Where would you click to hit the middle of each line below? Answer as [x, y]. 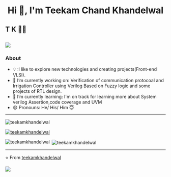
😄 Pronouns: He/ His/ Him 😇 [43, 108]
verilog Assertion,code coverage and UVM [57, 102]
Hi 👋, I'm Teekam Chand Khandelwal [85, 10]
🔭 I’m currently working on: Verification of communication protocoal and [88, 81]
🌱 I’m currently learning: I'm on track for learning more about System [84, 97]
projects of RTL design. [37, 91]
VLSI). [19, 75]
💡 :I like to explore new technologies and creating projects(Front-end [85, 69]
